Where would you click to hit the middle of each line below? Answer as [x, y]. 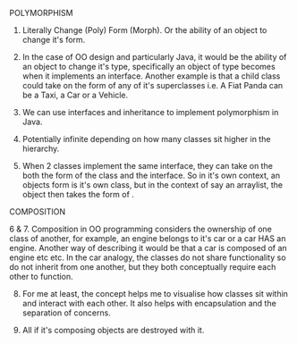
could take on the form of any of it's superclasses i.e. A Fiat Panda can [153, 85]
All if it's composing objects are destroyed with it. [113, 330]
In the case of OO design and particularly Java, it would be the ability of [154, 57]
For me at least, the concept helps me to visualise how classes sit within [155, 294]
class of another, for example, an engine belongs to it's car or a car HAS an [148, 239]
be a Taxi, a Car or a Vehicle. [75, 95]
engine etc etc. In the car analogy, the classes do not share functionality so [148, 257]
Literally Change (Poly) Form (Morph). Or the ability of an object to [144, 30]
